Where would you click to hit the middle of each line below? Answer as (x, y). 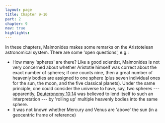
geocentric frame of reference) (44, 115)
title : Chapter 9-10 (27, 14)
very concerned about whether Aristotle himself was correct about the (84, 67)
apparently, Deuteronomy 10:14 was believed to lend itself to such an (83, 94)
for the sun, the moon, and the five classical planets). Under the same (84, 83)
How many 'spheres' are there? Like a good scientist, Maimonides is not (86, 62)
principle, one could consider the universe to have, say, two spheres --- (86, 88)
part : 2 (13, 19)
